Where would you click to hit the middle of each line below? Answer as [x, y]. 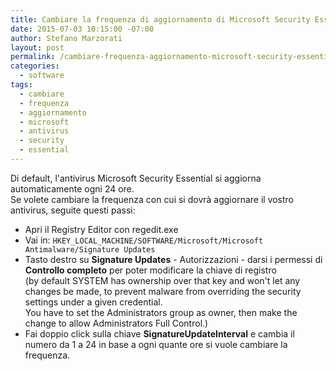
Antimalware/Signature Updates [90, 249]
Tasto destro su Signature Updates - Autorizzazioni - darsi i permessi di [173, 259]
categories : [35, 66]
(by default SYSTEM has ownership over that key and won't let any [162, 280]
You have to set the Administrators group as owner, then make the [161, 312]
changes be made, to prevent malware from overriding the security [163, 291]
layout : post [37, 47]
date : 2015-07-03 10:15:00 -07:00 [82, 29]
